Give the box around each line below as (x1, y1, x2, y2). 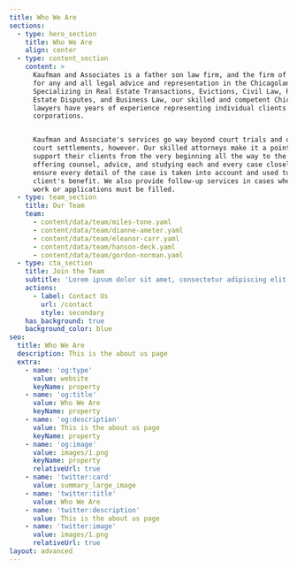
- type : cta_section (17, 258, 93, 268)
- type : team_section (17, 193, 97, 202)
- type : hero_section (17, 29, 97, 38)
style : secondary (41, 308, 104, 317)
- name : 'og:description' (25, 415, 121, 424)
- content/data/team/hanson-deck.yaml (32, 242, 176, 251)
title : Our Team (25, 201, 86, 211)
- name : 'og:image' (25, 440, 97, 449)
